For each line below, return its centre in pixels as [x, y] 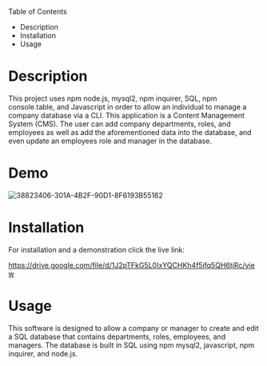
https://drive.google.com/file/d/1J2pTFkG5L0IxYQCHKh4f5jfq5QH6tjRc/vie [132, 265]
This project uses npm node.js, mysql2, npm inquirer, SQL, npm [113, 98]
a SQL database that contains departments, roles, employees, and [117, 336]
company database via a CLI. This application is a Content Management [127, 115]
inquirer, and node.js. [43, 353]
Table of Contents [38, 12]
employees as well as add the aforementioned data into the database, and [130, 132]
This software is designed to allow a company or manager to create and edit [134, 328]
